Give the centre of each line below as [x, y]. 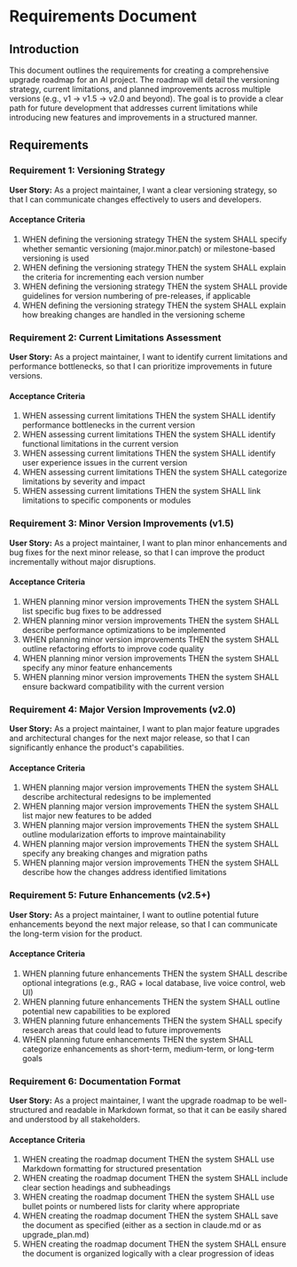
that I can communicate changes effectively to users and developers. [136, 199]
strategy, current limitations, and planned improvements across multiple [140, 89]
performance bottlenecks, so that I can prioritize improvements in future [141, 366]
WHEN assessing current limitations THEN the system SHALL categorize [154, 473]
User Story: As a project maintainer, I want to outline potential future [134, 914]
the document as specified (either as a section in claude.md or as [141, 1225]
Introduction [44, 49]
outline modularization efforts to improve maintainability [124, 834]
